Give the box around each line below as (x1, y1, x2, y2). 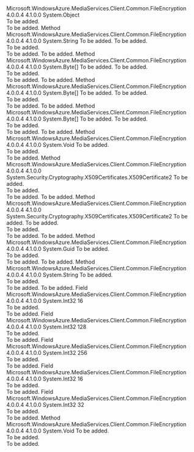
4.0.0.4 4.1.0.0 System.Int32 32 (6, 401, 84, 408)
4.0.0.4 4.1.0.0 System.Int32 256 (6, 349, 88, 356)
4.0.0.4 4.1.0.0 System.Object (6, 11, 80, 18)
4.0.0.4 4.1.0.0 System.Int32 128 (6, 323, 87, 330)
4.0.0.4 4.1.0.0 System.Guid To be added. (6, 245, 110, 252)
